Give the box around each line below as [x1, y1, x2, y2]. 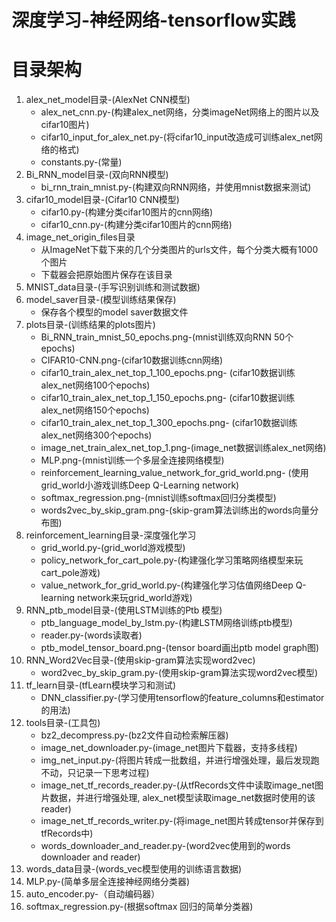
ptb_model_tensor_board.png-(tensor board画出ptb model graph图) [40, 642, 320, 654]
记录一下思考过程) [75, 767, 150, 779]
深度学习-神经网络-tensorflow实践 [11, 9, 296, 32]
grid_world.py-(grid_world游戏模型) [40, 542, 186, 554]
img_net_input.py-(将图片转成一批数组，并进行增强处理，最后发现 [40, 754, 311, 766]
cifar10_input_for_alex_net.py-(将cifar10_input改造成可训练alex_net [40, 131, 314, 143]
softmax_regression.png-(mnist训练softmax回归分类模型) [40, 492, 277, 504]
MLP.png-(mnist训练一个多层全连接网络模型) [40, 454, 225, 466]
